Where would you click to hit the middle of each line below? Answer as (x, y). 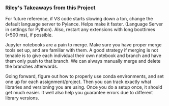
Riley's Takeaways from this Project (50, 8)
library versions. (22, 98)
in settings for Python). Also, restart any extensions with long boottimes (80, 30)
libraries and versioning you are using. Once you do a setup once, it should (84, 87)
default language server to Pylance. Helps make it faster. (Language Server (84, 24)
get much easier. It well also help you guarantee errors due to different (79, 93)
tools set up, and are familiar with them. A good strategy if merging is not (82, 50)
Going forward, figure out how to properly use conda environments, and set (84, 76)
